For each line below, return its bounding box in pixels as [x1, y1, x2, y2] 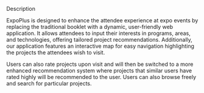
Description [6, 5, 35, 12]
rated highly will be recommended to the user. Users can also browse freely [6, 74, 197, 80]
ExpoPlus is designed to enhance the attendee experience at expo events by [6, 17, 199, 24]
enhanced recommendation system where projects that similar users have [6, 67, 192, 74]
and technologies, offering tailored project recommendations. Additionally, [6, 36, 193, 43]
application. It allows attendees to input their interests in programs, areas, [6, 30, 191, 37]
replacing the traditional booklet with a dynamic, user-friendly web [6, 24, 174, 30]
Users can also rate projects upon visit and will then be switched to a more [6, 60, 194, 68]
